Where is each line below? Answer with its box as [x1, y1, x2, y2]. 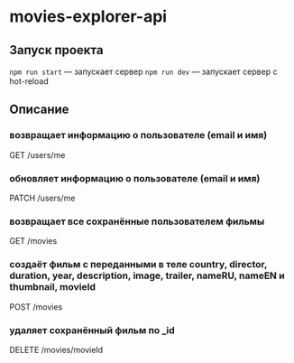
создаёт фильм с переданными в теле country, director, [9, 258, 268, 271]
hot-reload [9, 76, 49, 87]
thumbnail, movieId [9, 281, 96, 293]
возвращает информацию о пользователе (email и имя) [9, 129, 268, 142]
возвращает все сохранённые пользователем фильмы [9, 215, 265, 228]
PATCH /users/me [9, 192, 76, 203]
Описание [9, 102, 69, 117]
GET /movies [9, 236, 58, 247]
